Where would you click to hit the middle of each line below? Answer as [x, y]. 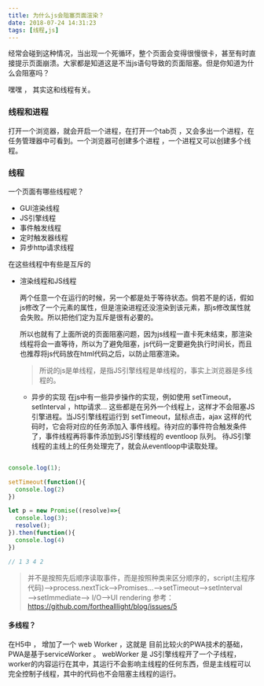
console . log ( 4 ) [40, 540]
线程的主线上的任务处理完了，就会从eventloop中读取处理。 [126, 446]
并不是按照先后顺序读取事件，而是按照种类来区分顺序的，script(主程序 [141, 577]
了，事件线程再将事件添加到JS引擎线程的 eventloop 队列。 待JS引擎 [141, 436]
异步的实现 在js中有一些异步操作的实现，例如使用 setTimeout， [133, 396]
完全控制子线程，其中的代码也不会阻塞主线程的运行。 [94, 673]
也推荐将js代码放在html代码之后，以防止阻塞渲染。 [102, 353]
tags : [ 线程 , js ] [33, 30]
